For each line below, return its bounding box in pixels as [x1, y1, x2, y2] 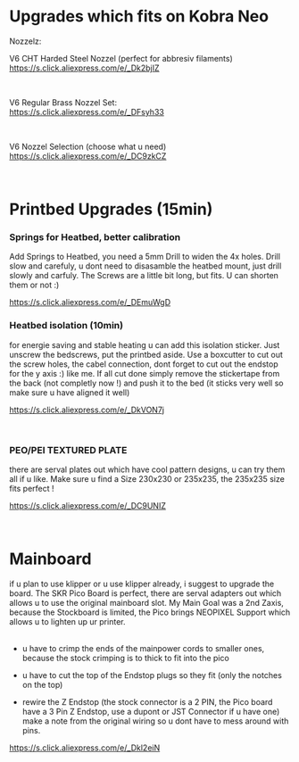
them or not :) [9, 279, 60, 291]
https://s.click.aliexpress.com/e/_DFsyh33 [9, 106, 165, 117]
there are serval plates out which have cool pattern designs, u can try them [9, 464, 286, 475]
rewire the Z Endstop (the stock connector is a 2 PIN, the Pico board [21, 696, 273, 707]
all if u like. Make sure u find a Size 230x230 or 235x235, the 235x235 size [9, 474, 286, 485]
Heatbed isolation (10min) [9, 319, 123, 332]
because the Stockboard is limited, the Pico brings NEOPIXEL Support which [9, 607, 291, 617]
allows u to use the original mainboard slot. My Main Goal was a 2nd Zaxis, [9, 597, 284, 608]
